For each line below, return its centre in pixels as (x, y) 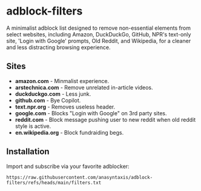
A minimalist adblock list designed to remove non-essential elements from (98, 28)
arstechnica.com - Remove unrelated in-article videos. (84, 87)
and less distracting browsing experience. (58, 47)
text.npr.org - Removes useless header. (65, 107)
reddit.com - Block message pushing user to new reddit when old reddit (105, 119)
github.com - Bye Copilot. (48, 100)
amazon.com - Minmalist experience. (62, 81)
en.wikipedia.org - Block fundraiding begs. (69, 132)
